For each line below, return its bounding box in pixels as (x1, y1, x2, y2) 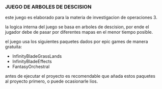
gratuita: (5, 44, 22, 50)
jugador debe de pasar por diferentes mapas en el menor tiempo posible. (5, 29, 153, 35)
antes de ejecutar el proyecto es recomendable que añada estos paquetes (5, 73, 156, 79)
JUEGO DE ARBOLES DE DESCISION (5, 3, 92, 10)
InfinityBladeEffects (12, 59, 52, 65)
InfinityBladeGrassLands (12, 53, 62, 59)
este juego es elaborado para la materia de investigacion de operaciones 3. (5, 15, 158, 21)
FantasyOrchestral (12, 64, 50, 69)
